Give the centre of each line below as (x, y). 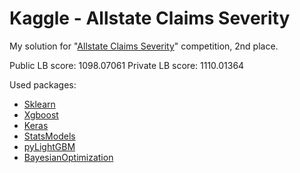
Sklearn (39, 104)
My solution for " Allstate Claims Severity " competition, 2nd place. (144, 46)
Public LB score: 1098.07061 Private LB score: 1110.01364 (127, 65)
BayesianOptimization (68, 157)
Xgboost (41, 114)
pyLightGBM (49, 146)
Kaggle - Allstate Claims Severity (150, 18)
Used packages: (43, 84)
